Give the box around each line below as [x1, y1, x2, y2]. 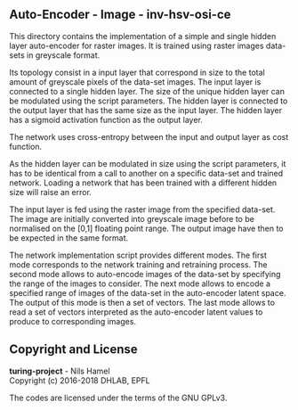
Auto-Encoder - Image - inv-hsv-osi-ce [9, 7, 231, 22]
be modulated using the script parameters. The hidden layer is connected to [9, 95, 288, 106]
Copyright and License [9, 342, 138, 357]
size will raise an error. [9, 186, 92, 197]
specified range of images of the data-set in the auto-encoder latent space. [9, 287, 286, 298]
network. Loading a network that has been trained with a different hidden [9, 177, 278, 188]
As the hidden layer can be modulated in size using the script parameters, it [9, 158, 286, 168]
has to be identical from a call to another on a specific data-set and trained [9, 168, 284, 178]
